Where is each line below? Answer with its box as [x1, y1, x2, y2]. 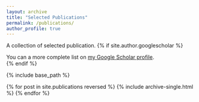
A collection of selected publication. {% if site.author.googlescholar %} [6, 42, 183, 49]
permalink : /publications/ [6, 20, 74, 26]
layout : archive [6, 8, 47, 15]
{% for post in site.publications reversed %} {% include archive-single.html [6, 83, 194, 91]
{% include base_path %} [6, 71, 70, 79]
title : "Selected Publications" [6, 14, 88, 20]
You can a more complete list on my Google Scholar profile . [6, 53, 154, 61]
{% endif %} [6, 60, 38, 67]
